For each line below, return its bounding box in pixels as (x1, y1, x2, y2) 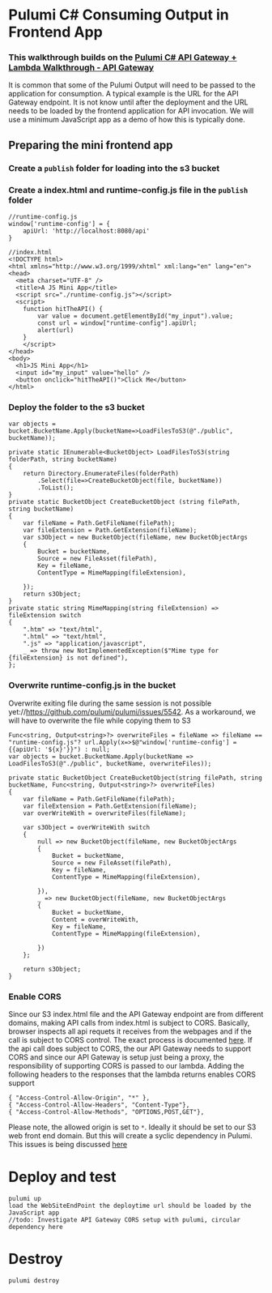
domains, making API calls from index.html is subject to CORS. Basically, (8, 1018, 250, 1027)
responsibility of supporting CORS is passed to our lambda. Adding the (8, 1060, 244, 1070)
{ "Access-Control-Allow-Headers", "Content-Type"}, (8, 1100, 190, 1109)
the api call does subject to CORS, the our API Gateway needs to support (8, 1043, 252, 1053)
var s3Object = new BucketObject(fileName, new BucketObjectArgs (23, 533, 249, 542)
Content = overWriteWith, (51, 915, 139, 924)
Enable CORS (8, 991, 62, 1002)
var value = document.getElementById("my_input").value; (37, 312, 233, 321)
